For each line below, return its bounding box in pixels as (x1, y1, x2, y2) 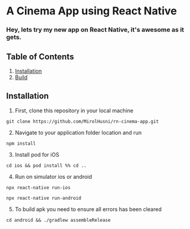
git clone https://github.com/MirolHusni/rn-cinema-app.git (6, 118, 160, 124)
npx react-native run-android (6, 195, 82, 201)
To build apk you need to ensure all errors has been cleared (14, 205, 162, 213)
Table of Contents (6, 51, 75, 62)
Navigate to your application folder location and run (14, 129, 142, 136)
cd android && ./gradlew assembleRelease (6, 217, 111, 223)
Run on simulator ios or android (14, 173, 93, 180)
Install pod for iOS (14, 151, 60, 158)
